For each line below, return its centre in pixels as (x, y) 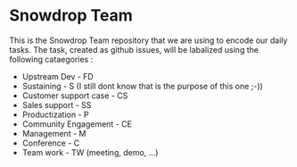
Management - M (54, 133)
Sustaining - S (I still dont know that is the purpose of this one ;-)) (142, 86)
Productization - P (55, 114)
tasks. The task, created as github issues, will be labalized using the (134, 49)
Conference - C (51, 143)
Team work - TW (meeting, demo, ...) (90, 152)
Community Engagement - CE (77, 124)
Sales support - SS (57, 104)
